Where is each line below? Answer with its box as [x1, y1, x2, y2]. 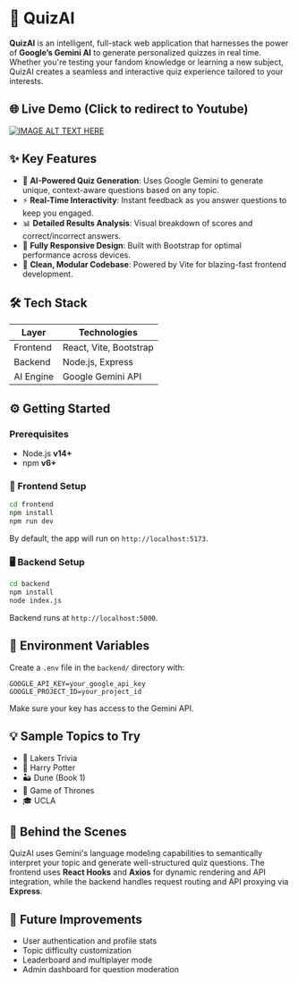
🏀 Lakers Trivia [21, 752, 78, 763]
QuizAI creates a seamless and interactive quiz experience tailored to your [9, 66, 284, 77]
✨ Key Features [9, 151, 97, 166]
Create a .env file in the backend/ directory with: [9, 662, 185, 673]
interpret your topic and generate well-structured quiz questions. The [9, 858, 266, 869]
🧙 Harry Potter [21, 762, 76, 773]
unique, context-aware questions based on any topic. [21, 184, 219, 195]
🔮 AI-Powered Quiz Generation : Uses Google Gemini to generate [21, 174, 264, 186]
